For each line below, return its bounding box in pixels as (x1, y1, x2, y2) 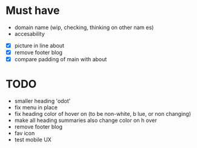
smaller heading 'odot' (14, 98, 71, 105)
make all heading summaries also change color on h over (14, 116, 157, 124)
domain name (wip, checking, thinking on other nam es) (14, 24, 154, 31)
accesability (14, 30, 45, 37)
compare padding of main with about (14, 56, 107, 63)
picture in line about (14, 42, 65, 49)
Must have (5, 4, 60, 18)
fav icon (14, 130, 35, 137)
